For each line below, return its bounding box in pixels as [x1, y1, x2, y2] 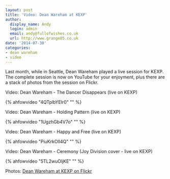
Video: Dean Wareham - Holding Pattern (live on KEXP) [5, 109, 121, 115]
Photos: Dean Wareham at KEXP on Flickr [5, 168, 93, 174]
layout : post [5, 7, 33, 13]
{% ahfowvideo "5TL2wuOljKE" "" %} [5, 158, 84, 164]
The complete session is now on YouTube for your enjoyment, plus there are [5, 74, 165, 80]
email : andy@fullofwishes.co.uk [10, 31, 79, 36]
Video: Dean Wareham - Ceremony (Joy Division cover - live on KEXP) [5, 148, 153, 155]
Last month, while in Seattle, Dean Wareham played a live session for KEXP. [5, 69, 164, 75]
